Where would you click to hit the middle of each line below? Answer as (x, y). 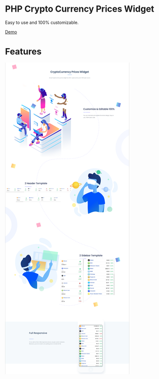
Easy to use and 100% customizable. (42, 22)
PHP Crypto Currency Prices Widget (80, 9)
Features (23, 52)
